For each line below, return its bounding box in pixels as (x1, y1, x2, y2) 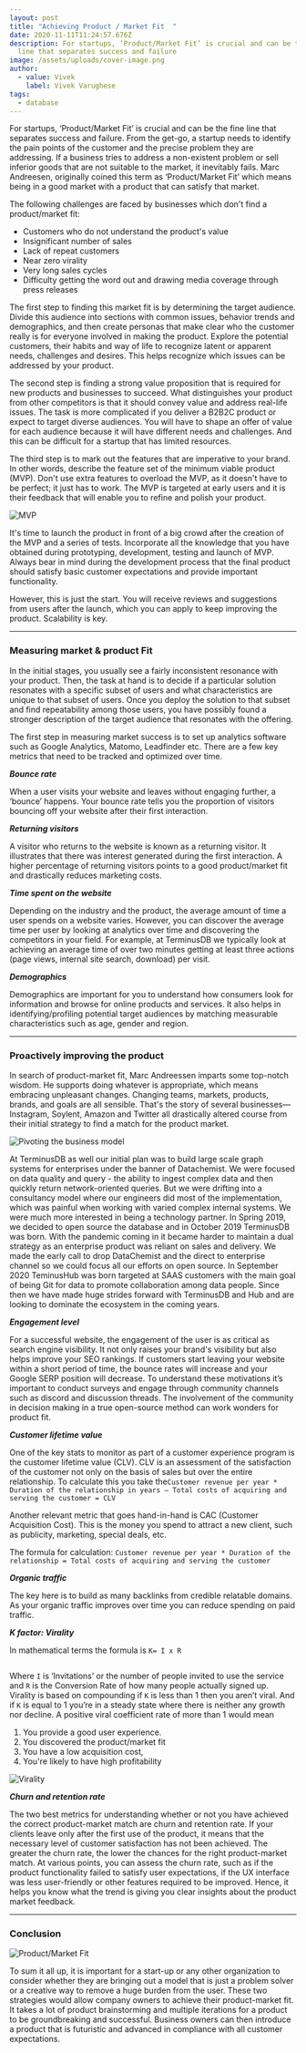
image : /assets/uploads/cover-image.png (9, 56, 166, 65)
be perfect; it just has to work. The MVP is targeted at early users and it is (9, 482, 286, 493)
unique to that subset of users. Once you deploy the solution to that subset (9, 694, 291, 705)
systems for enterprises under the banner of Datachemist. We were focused (9, 1163, 296, 1174)
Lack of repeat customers (22, 245, 120, 256)
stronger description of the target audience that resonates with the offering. (9, 713, 294, 725)
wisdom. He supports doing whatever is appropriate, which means (9, 1079, 259, 1090)
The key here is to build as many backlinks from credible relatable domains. (9, 1590, 293, 1601)
